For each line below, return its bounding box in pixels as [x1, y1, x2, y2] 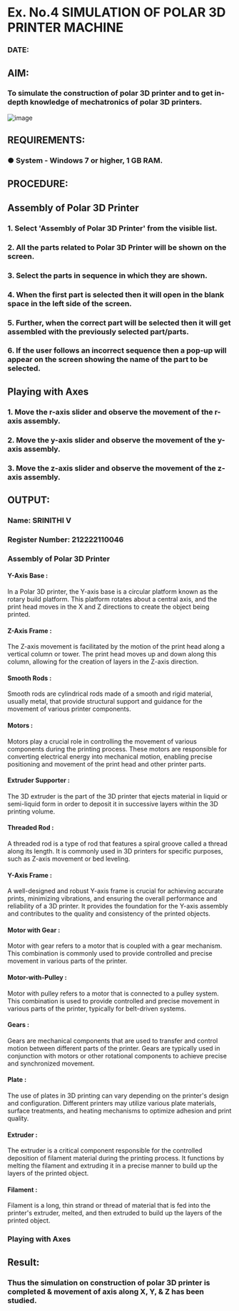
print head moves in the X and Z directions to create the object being [7, 602, 210, 611]
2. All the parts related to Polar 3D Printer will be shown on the [7, 242, 227, 252]
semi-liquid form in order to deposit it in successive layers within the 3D [7, 799, 219, 808]
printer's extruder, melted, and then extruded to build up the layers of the [7, 1209, 223, 1218]
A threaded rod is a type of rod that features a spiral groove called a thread [7, 839, 228, 848]
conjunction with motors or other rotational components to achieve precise [7, 1051, 227, 1060]
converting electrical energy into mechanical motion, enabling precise [7, 752, 213, 761]
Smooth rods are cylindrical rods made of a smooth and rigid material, [7, 689, 213, 698]
